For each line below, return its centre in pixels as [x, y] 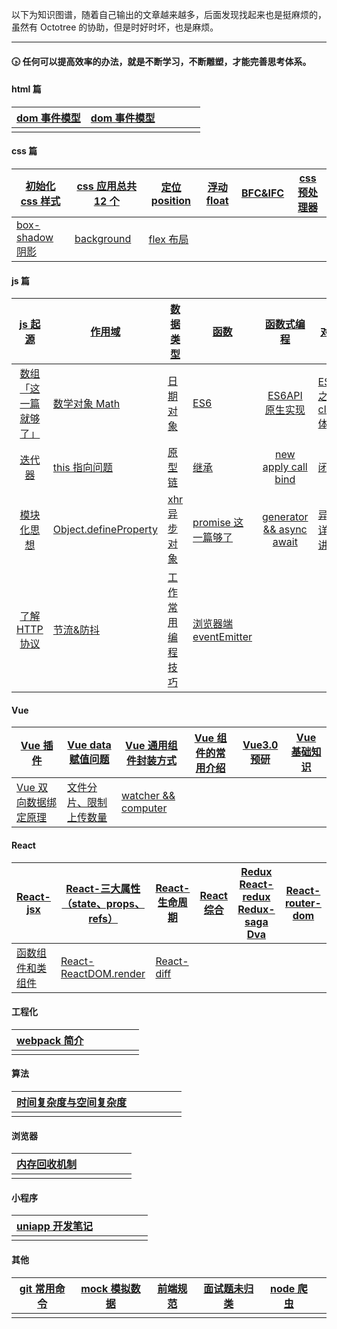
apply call [285, 467]
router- [303, 903]
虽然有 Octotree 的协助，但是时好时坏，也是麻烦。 [115, 27]
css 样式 [40, 201]
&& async [285, 530]
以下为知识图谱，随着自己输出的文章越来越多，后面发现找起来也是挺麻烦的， [169, 14]
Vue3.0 [260, 745]
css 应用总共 [107, 186]
